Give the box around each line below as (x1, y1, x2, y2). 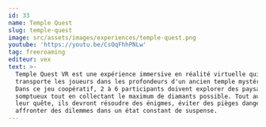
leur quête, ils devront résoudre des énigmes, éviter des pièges (15, 99, 239, 107)
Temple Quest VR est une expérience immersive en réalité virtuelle (15, 70, 246, 78)
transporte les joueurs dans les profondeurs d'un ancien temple (15, 77, 236, 85)
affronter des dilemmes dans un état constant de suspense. (15, 107, 218, 115)
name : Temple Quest (8, 19, 73, 27)
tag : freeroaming (8, 48, 66, 56)
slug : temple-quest (8, 26, 73, 34)
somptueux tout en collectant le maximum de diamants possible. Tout (15, 92, 249, 100)
